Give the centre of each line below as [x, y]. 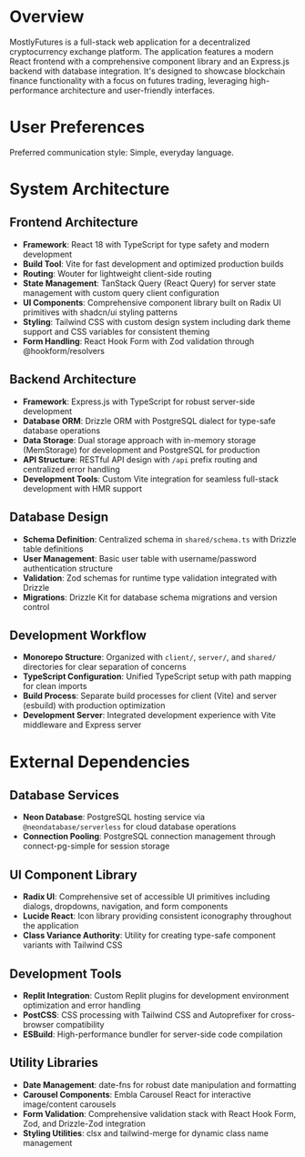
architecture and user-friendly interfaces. [138, 90]
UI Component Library [74, 874]
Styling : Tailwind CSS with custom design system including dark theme [157, 321]
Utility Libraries [54, 1063]
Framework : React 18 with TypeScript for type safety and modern [146, 244]
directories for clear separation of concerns [104, 667]
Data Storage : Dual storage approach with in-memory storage [139, 440]
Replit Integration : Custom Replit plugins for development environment [156, 995]
